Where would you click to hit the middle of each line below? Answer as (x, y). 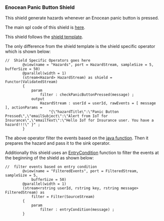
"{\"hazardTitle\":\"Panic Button (84, 112)
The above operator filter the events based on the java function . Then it (77, 138)
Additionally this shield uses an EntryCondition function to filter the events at (82, 153)
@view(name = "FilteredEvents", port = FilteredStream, (81, 171)
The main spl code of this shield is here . (45, 27)
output (38, 99)
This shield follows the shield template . (44, 37)
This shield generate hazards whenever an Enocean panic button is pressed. (82, 18)
